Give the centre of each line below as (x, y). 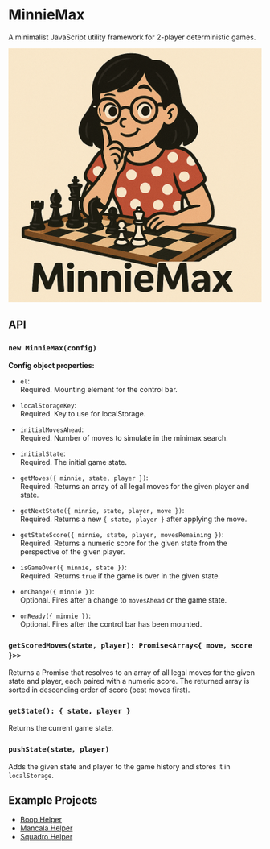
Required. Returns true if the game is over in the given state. (120, 576)
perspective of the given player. (72, 551)
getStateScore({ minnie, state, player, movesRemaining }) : (122, 534)
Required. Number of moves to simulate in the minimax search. (124, 437)
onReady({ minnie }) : (55, 615)
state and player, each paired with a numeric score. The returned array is (129, 681)
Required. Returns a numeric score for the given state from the (123, 543)
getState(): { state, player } (70, 711)
